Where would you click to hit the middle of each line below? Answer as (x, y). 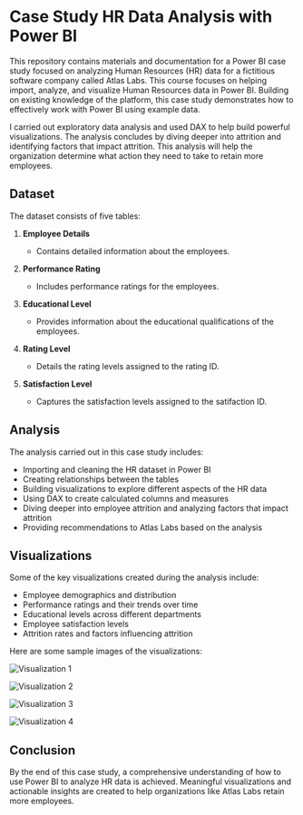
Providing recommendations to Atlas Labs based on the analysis (142, 527)
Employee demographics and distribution (99, 595)
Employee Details (56, 233)
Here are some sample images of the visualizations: (106, 652)
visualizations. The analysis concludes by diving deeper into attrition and (145, 136)
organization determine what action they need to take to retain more (137, 155)
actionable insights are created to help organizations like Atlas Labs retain (147, 791)
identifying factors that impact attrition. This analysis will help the (131, 146)
